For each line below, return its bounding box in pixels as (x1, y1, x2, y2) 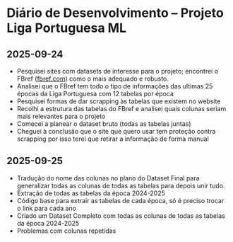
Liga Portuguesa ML (6, 20, 127, 36)
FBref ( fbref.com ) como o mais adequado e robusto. (16, 74, 169, 83)
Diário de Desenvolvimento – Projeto (6, 5, 224, 21)
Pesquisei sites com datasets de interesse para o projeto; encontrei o (16, 67, 219, 75)
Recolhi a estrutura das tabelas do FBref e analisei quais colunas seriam (16, 105, 227, 113)
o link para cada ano (16, 204, 77, 212)
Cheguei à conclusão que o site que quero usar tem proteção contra (16, 127, 216, 135)
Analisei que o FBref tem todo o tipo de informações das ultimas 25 (16, 82, 213, 90)
